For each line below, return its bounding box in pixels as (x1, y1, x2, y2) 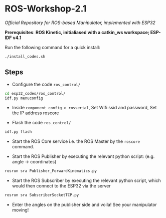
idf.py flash (5, 129, 32, 134)
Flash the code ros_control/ (12, 120, 71, 126)
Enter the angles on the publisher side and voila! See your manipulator (12, 201, 157, 207)
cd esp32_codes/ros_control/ (5, 91, 66, 96)
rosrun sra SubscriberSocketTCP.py (5, 192, 79, 198)
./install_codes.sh (5, 54, 46, 59)
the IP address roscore (12, 110, 59, 116)
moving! (12, 207, 29, 213)
